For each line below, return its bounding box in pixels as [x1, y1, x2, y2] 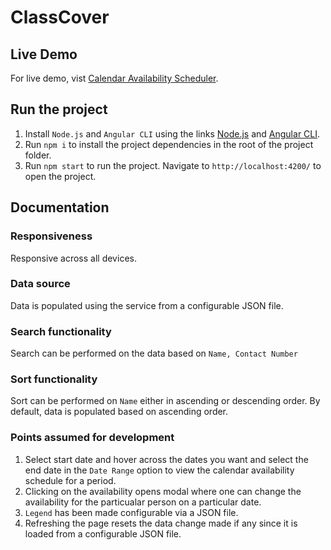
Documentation [10, 199, 110, 216]
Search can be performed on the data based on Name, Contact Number [10, 347, 298, 360]
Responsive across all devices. [10, 252, 137, 264]
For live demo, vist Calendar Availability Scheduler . [10, 72, 219, 84]
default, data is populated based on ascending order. [10, 406, 229, 418]
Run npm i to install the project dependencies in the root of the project [24, 138, 314, 150]
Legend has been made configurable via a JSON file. [24, 506, 239, 518]
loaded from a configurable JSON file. [24, 527, 182, 540]
